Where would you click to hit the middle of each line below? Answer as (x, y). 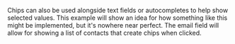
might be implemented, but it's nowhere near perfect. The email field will (113, 25)
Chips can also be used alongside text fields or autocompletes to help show (118, 10)
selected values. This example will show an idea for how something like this (117, 18)
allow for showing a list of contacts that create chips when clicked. (104, 33)
